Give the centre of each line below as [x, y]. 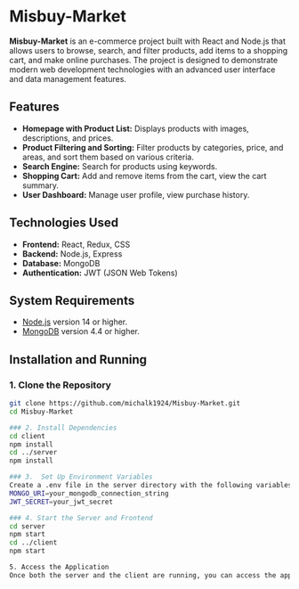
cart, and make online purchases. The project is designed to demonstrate [144, 60]
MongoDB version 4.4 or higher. [81, 331]
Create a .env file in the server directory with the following [131, 486]
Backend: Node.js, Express [72, 254]
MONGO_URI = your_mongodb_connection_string [89, 493]
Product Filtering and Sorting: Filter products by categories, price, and [153, 147]
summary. [40, 185]
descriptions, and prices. [68, 138]
